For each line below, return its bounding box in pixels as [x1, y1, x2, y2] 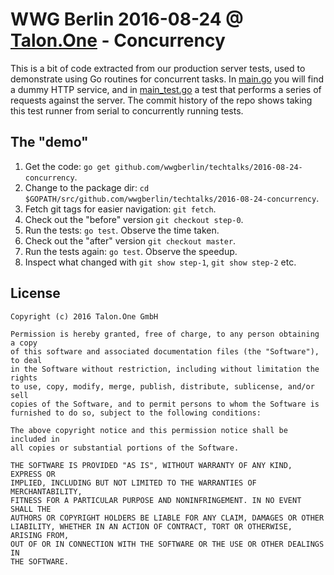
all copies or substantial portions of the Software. [10, 443, 240, 453]
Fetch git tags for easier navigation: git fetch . [24, 203, 217, 215]
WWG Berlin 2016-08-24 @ [10, 8, 244, 31]
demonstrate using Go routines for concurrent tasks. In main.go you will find [10, 73, 325, 85]
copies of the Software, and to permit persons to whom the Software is [10, 399, 320, 409]
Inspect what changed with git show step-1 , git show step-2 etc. [24, 256, 297, 268]
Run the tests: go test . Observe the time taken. [24, 224, 220, 236]
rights [10, 373, 38, 383]
